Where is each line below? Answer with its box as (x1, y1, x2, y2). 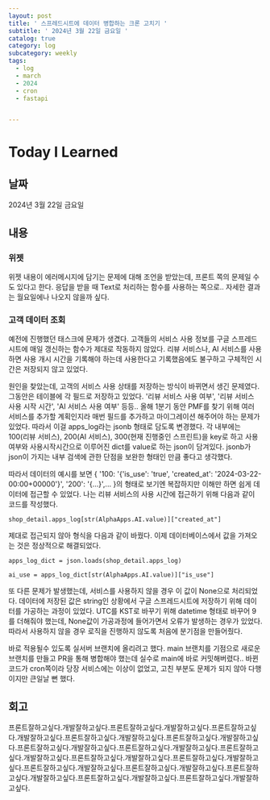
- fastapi (15, 94, 48, 102)
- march (15, 72, 42, 80)
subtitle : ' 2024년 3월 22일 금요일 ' (8, 27, 129, 35)
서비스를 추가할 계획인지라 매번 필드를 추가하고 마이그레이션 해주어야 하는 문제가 (8, 412, 260, 422)
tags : (8, 57, 27, 65)
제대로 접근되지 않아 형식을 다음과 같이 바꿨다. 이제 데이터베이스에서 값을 (8, 531, 236, 540)
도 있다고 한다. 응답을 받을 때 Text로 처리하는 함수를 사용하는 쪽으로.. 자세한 (8, 281, 246, 291)
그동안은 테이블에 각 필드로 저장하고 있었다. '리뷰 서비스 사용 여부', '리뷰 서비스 (8, 392, 255, 402)
